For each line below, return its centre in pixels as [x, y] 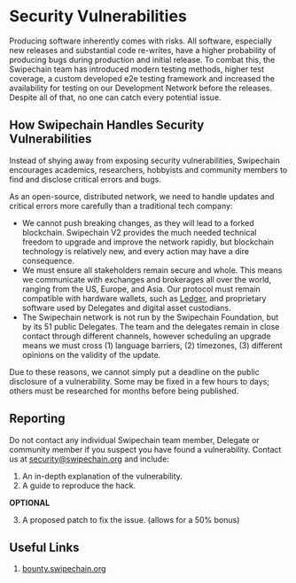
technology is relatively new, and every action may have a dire [136, 251]
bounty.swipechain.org [64, 569]
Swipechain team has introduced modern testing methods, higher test [136, 69]
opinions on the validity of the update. [91, 354]
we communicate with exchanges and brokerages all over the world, [147, 279]
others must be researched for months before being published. [124, 391]
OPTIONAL [30, 502]
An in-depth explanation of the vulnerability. [102, 476]
